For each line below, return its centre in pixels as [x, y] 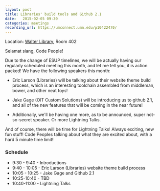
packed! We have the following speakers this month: [58, 71]
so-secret [22, 120]
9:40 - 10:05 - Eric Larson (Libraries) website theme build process [79, 168]
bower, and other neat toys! [40, 91]
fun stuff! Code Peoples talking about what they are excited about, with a [79, 134]
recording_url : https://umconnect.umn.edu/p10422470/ [61, 28]
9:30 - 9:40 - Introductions [39, 163]
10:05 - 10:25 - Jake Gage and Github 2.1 [53, 173]
